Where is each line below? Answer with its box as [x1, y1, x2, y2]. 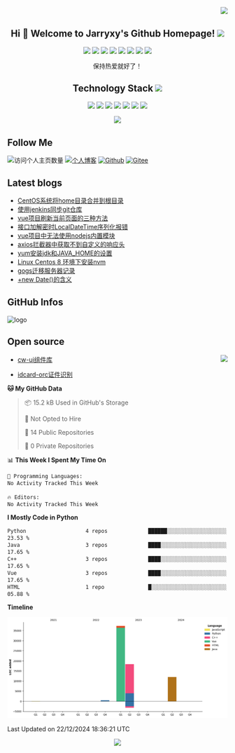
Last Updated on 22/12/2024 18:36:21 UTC [7, 725, 131, 733]
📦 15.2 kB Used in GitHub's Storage [24, 398, 129, 407]
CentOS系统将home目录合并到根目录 [17, 196, 124, 205]
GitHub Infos [7, 296, 64, 308]
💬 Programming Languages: [7, 473, 83, 480]
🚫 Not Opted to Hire [24, 414, 82, 423]
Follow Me [7, 137, 53, 149]
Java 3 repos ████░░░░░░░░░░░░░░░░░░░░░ [7, 541, 227, 548]
